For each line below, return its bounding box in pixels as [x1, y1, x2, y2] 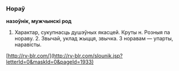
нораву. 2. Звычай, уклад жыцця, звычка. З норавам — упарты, [14, 35, 174, 42]
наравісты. [14, 41, 42, 48]
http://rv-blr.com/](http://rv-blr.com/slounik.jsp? [8, 53, 123, 59]
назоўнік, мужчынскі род [6, 18, 72, 25]
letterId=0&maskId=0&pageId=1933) [6, 58, 94, 65]
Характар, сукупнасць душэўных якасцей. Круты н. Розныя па [14, 29, 170, 36]
